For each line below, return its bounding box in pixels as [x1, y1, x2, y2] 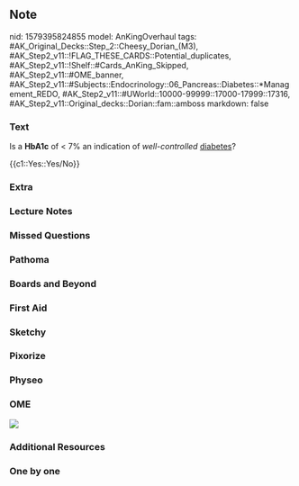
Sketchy [9, 326, 47, 338]
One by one [9, 464, 61, 477]
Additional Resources [9, 440, 105, 453]
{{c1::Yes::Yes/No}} [9, 158, 80, 169]
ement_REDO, [9, 88, 60, 99]
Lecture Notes [9, 204, 73, 217]
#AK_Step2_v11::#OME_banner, [9, 69, 124, 80]
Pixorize [9, 350, 47, 363]
